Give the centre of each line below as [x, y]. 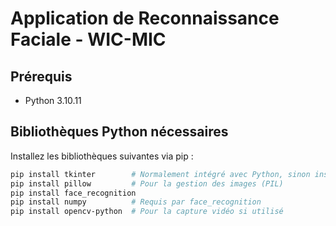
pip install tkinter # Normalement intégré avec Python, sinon [160, 174]
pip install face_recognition [73, 193]
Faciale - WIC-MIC [88, 39]
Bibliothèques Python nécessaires [119, 132]
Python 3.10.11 [53, 100]
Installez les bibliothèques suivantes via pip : [102, 156]
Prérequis [41, 76]
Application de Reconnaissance [145, 18]
